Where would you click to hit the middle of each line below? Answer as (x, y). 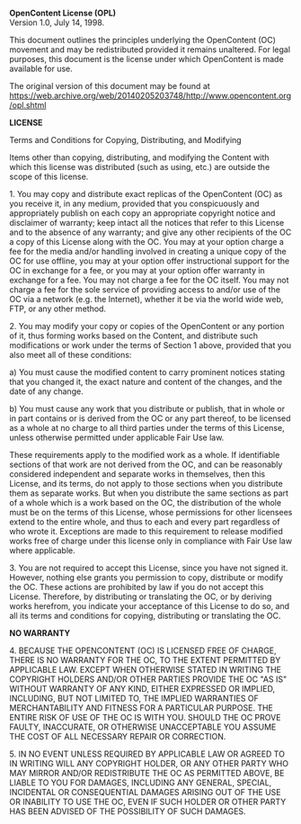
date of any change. (46, 391)
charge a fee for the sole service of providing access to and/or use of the (145, 290)
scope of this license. (49, 176)
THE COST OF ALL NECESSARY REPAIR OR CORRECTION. (118, 736)
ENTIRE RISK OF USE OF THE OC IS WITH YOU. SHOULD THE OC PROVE (145, 717)
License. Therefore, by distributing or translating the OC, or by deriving (141, 596)
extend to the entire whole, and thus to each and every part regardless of (145, 522)
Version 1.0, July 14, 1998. (57, 22)
